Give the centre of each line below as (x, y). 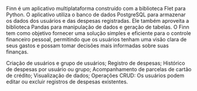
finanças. (17, 52)
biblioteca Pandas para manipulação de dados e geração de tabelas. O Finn (98, 27)
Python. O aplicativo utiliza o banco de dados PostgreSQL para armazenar (96, 15)
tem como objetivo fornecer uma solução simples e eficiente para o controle (98, 33)
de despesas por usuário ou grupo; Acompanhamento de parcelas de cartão (99, 69)
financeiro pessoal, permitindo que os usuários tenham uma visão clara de (96, 39)
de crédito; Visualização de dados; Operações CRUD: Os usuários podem (95, 76)
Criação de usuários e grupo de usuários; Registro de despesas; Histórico (96, 63)
